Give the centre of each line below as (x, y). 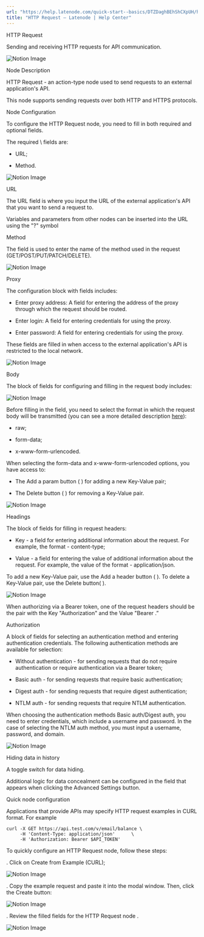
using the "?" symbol (32, 225)
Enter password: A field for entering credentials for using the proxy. (99, 332)
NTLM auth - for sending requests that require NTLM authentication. (100, 703)
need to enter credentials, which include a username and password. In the (99, 721)
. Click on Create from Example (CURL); (56, 862)
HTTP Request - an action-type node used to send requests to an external (99, 82)
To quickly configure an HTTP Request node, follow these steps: (87, 850)
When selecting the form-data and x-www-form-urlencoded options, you (98, 463)
